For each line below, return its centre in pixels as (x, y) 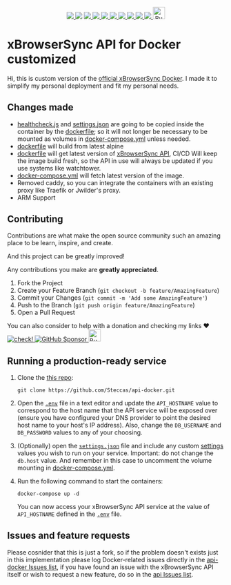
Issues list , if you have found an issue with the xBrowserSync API (121, 567)
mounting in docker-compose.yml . (66, 468)
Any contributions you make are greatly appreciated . (83, 270)
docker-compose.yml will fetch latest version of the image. (101, 175)
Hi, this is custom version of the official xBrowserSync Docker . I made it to (112, 78)
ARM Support (36, 198)
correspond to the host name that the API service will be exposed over (117, 410)
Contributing (35, 219)
